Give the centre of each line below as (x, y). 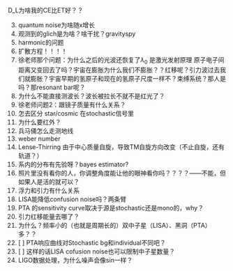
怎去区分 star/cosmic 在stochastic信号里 (76, 113)
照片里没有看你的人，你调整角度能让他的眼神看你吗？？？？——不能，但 (122, 173)
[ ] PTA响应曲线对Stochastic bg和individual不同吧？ (92, 242)
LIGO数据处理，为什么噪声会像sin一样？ (75, 260)
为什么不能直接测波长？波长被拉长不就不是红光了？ (91, 95)
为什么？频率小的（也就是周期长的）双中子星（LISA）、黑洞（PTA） (114, 225)
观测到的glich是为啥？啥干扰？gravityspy (77, 34)
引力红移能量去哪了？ (48, 216)
